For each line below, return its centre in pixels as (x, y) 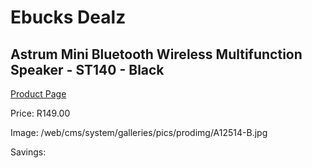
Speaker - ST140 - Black (87, 69)
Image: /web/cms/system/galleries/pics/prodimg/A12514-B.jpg (139, 132)
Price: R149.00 (40, 113)
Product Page (38, 94)
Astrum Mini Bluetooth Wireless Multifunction (156, 54)
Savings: (28, 152)
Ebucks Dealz (68, 17)
